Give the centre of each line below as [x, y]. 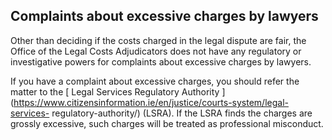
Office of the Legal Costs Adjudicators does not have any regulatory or [156, 51]
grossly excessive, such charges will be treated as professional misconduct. [167, 123]
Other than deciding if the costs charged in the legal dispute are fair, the [158, 40]
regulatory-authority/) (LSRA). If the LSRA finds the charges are [182, 113]
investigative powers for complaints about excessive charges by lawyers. [161, 61]
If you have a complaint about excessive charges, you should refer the [155, 81]
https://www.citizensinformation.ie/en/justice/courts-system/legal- [151, 102]
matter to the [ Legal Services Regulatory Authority [115, 91]
